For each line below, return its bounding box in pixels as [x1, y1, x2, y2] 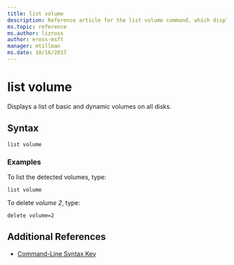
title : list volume [7, 10, 64, 17]
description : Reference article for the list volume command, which [7, 17, 210, 24]
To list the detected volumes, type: [7, 172, 107, 181]
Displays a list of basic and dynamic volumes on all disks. [7, 102, 172, 110]
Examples [7, 157, 42, 167]
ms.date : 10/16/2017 [7, 50, 68, 56]
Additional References [7, 231, 107, 243]
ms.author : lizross [7, 29, 64, 37]
